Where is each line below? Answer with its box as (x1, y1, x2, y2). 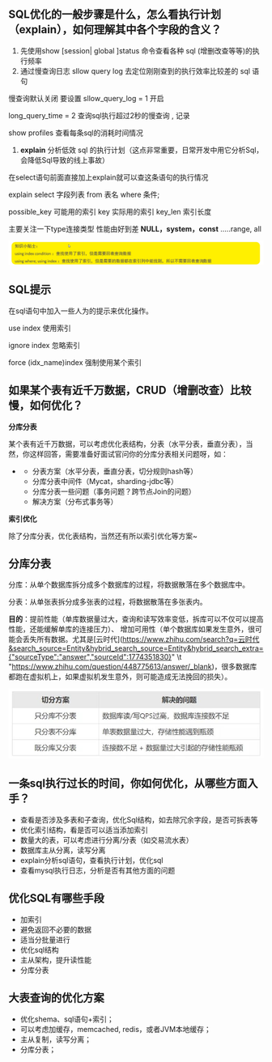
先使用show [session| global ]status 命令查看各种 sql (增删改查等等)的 (19, 45, 253, 55)
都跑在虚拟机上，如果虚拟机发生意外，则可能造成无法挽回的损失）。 (8, 672, 232, 682)
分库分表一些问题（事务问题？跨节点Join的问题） (32, 486, 196, 496)
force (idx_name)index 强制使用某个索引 (8, 357, 142, 367)
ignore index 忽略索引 (8, 340, 81, 350)
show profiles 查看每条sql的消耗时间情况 (8, 128, 144, 138)
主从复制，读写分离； (19, 1034, 91, 1044)
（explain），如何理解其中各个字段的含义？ (8, 23, 222, 36)
